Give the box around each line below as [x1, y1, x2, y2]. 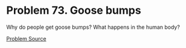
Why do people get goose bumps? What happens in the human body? [6, 23, 180, 31]
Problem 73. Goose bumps [6, 4, 141, 17]
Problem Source [6, 35, 46, 42]
